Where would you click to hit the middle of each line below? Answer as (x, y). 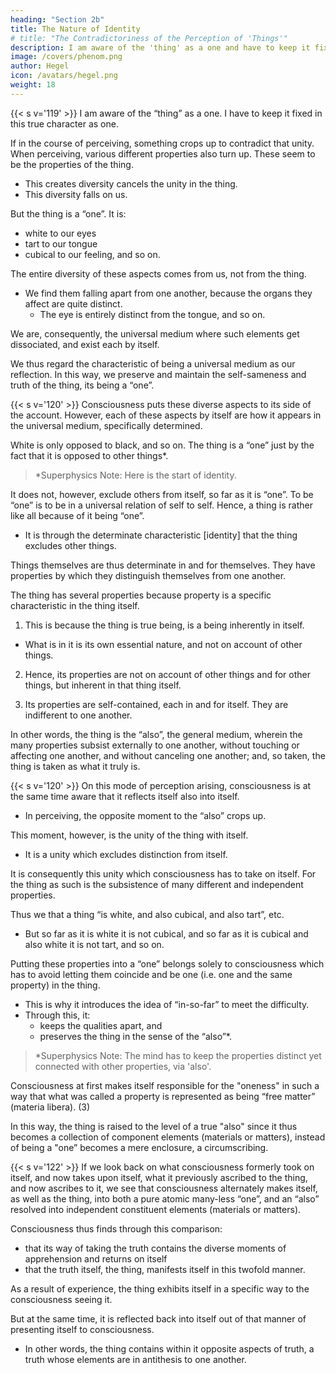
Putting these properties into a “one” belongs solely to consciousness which (167, 963)
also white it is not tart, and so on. (94, 944)
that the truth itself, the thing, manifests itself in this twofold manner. (165, 1269)
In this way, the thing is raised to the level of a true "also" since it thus (154, 1126)
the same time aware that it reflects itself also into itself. (125, 796)
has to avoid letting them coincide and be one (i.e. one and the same (151, 974)
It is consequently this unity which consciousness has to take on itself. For (163, 873)
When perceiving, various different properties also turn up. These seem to (163, 153)
